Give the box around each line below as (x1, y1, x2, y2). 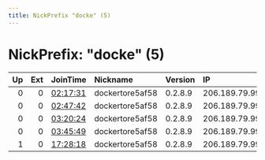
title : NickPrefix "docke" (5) (8, 11, 111, 20)
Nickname (94, 74, 133, 85)
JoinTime (50, 74, 87, 85)
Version (165, 74, 196, 85)
